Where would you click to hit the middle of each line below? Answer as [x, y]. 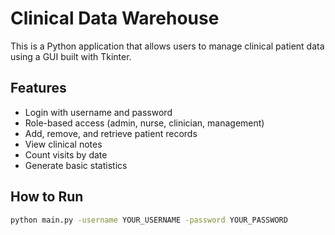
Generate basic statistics [76, 165]
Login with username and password [98, 112]
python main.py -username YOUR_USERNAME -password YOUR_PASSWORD [149, 220]
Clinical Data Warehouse [115, 18]
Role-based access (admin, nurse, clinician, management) [144, 123]
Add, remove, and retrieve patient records [111, 133]
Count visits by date [66, 154]
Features [38, 88]
